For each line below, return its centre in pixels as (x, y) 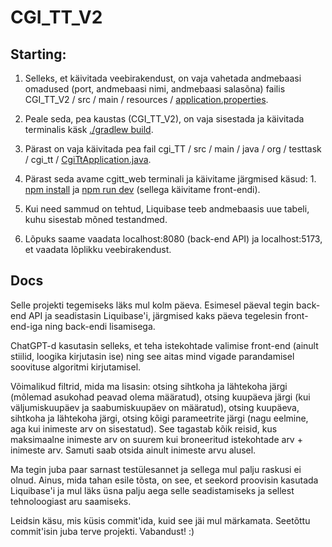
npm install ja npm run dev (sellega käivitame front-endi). (142, 189)
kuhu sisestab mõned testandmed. (96, 219)
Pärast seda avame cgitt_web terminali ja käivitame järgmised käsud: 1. (170, 179)
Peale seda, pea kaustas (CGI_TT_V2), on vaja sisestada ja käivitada (164, 119)
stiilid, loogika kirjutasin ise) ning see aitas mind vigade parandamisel (152, 356)
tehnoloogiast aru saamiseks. (71, 501)
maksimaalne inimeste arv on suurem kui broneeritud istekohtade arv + (156, 439)
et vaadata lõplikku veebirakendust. (98, 249)
